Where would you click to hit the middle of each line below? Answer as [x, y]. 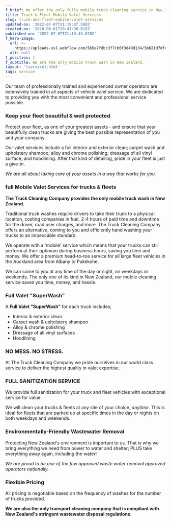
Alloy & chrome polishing [39, 327]
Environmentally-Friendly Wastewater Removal [65, 432]
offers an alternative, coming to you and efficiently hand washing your [79, 230]
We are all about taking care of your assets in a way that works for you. [81, 174]
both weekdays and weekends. [38, 418]
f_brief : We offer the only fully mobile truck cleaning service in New [84, 10]
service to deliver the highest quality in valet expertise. [63, 368]
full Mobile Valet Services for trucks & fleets [61, 187]
